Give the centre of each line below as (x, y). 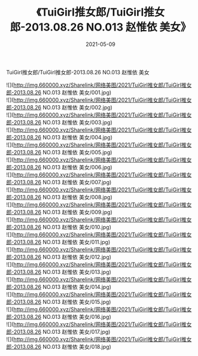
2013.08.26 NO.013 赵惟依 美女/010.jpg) (63, 227)
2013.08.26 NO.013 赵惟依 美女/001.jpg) (63, 92)
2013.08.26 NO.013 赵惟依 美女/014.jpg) (63, 287)
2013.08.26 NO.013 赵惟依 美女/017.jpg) (62, 331)
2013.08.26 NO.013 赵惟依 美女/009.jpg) (63, 212)
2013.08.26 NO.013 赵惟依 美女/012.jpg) (63, 257)
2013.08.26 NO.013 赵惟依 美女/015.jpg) (62, 302)
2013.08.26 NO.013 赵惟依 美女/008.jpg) (63, 197)
